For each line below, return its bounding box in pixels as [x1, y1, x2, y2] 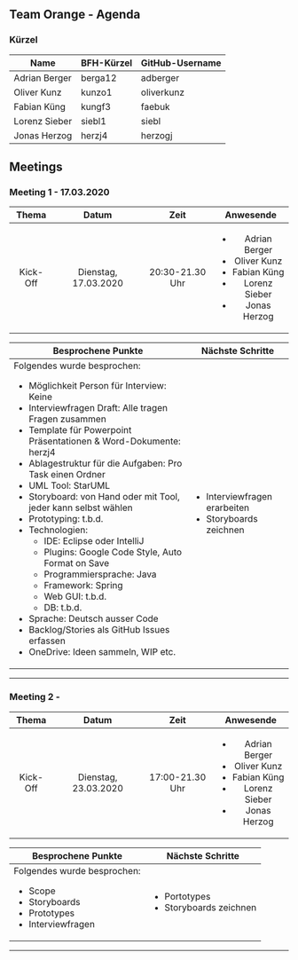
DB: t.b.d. [43, 602, 82, 614]
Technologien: [28, 523, 89, 536]
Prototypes [28, 907, 75, 919]
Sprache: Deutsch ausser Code [28, 612, 159, 625]
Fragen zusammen [28, 413, 106, 425]
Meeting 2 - [9, 691, 60, 704]
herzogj [140, 129, 173, 141]
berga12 [81, 71, 117, 83]
